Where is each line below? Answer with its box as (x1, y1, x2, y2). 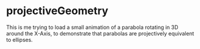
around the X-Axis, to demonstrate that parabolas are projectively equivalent (6, 30, 194, 37)
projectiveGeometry (6, 4, 109, 18)
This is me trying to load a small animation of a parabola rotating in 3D (6, 24, 179, 31)
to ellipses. (6, 36, 33, 43)
